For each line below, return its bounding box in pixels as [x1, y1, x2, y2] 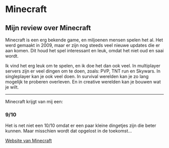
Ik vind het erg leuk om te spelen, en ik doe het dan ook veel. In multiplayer [5, 63, 161, 68]
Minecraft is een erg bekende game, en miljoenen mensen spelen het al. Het [5, 37, 163, 43]
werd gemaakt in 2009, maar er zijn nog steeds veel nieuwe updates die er [5, 42, 160, 48]
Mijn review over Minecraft [5, 24, 92, 32]
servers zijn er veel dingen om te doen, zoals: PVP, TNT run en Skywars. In [5, 68, 161, 74]
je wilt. [5, 84, 19, 90]
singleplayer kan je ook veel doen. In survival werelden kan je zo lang [5, 73, 149, 79]
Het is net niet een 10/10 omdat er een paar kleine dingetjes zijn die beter [5, 122, 156, 129]
